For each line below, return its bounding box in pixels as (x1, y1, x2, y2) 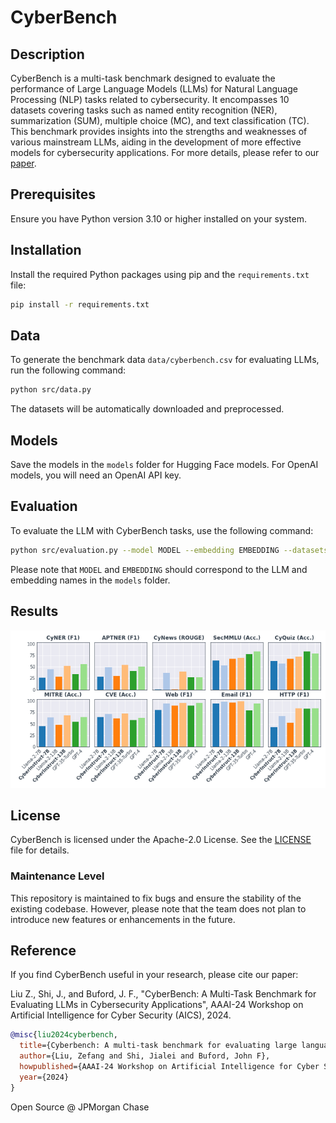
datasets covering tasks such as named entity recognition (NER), (10, 104, 278, 116)
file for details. (10, 844, 70, 856)
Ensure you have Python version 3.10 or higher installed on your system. (10, 212, 307, 225)
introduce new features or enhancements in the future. (10, 913, 236, 925)
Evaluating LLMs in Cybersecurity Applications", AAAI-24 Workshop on (10, 999, 304, 1011)
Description (10, 46, 85, 63)
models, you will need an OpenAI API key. (10, 469, 182, 481)
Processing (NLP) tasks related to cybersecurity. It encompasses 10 (10, 94, 290, 105)
